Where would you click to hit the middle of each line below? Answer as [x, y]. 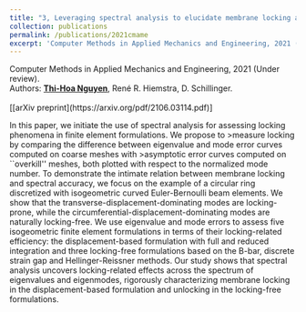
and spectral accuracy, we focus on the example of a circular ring [133, 184]
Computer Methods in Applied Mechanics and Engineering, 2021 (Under [145, 69]
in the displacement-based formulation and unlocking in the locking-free [146, 290]
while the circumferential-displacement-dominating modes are [153, 212]
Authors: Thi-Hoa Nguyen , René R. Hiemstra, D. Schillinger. [121, 88]
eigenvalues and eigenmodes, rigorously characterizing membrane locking [150, 280]
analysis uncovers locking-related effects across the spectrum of [132, 270]
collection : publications [58, 26]
